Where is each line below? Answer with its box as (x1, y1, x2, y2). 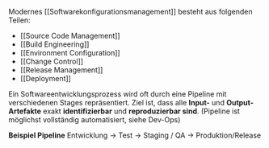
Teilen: (8, 15, 31, 25)
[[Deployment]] (19, 74, 71, 83)
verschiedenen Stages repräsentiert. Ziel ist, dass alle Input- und (8, 98, 225, 107)
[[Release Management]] (19, 65, 103, 75)
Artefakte (8, 106, 42, 116)
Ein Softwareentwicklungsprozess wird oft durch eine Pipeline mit (8, 89, 227, 99)
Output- (225, 98, 254, 107)
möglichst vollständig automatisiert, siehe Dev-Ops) (8, 115, 181, 124)
